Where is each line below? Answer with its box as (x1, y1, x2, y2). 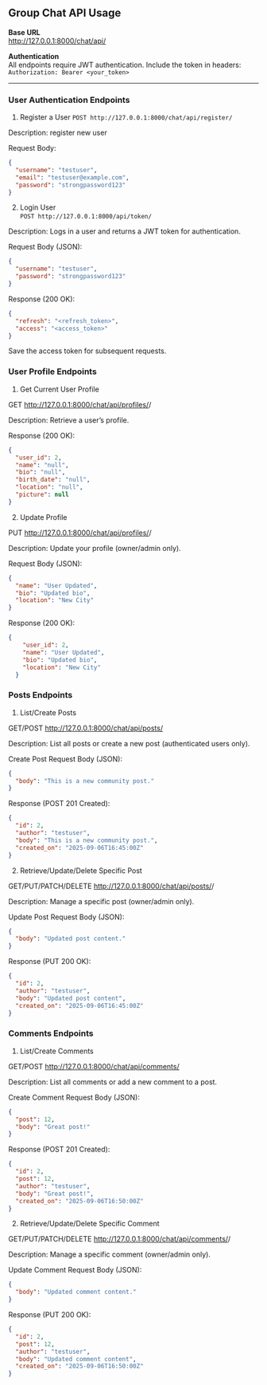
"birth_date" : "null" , (15, 476, 91, 484)
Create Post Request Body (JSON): (8, 753, 123, 764)
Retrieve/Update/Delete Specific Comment (19, 1219, 161, 1229)
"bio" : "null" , (15, 468, 66, 477)
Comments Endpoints (8, 1028, 94, 1039)
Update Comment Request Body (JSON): (8, 1265, 142, 1275)
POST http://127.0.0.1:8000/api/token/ (19, 213, 153, 221)
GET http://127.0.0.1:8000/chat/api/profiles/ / (8, 399, 152, 409)
